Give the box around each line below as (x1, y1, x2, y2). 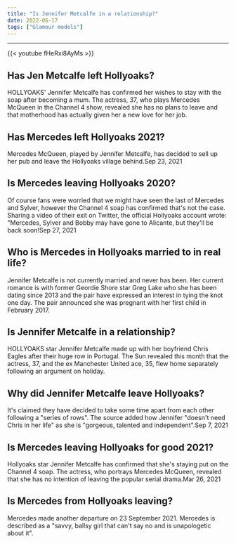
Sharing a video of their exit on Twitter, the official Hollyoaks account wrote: (7, 211, 227, 219)
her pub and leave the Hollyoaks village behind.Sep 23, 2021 (7, 157, 183, 165)
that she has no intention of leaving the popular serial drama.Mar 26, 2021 (7, 475, 221, 483)
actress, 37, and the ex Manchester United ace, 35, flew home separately (7, 360, 219, 368)
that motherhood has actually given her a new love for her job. (7, 110, 188, 119)
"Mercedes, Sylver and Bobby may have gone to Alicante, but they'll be (7, 218, 214, 227)
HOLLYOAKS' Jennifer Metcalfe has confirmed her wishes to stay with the (7, 89, 222, 97)
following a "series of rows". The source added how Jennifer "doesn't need (7, 414, 226, 422)
